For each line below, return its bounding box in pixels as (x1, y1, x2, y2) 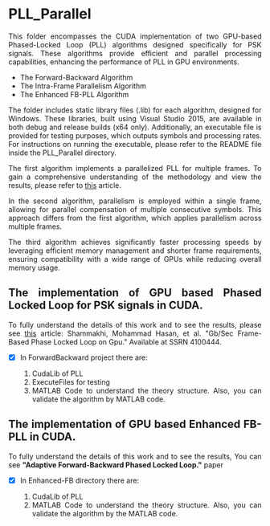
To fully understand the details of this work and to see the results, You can (8, 451, 262, 461)
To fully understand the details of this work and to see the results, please (8, 320, 262, 329)
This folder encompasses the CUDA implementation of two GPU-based (8, 31, 262, 41)
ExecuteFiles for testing (31, 377, 111, 386)
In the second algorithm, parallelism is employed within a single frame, (8, 196, 262, 206)
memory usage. (8, 263, 60, 272)
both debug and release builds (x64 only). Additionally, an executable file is (8, 122, 262, 132)
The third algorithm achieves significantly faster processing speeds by (8, 237, 262, 247)
